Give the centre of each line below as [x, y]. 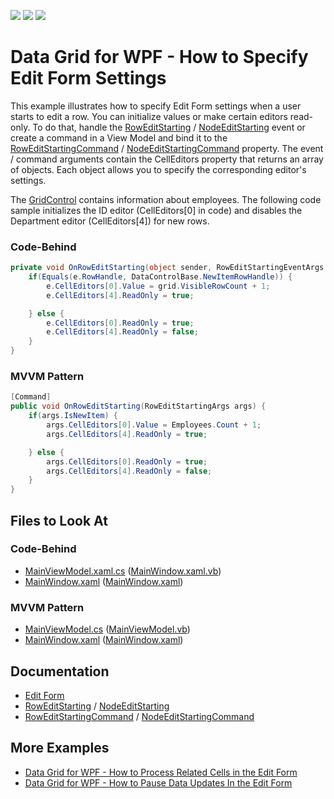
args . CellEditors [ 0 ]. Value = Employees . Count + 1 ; [154, 425]
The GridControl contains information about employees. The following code [166, 199]
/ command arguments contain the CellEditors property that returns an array [167, 159]
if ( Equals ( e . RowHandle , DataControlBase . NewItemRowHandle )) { [160, 277]
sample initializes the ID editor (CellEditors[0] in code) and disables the [156, 210]
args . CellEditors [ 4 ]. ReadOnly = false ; [129, 471]
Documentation [60, 671]
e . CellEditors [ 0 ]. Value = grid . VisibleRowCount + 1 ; [158, 286]
